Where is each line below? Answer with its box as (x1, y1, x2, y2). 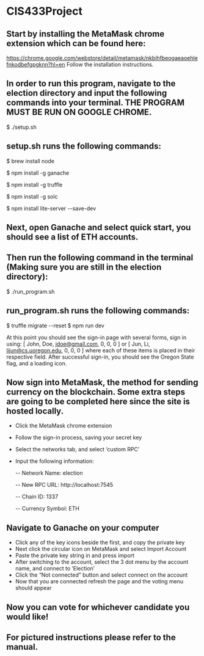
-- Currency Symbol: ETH (15, 505, 79, 512)
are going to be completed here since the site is (6, 396, 191, 407)
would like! (6, 611, 49, 622)
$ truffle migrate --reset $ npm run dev (6, 322, 105, 329)
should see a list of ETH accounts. (6, 232, 139, 242)
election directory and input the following (6, 88, 167, 98)
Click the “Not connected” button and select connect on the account (15, 571, 188, 578)
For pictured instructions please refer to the (6, 632, 176, 643)
